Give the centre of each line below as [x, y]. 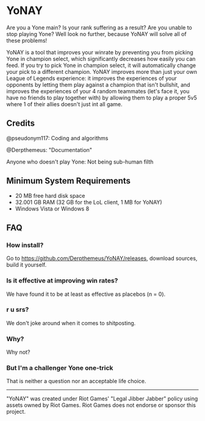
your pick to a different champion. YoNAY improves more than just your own [102, 71]
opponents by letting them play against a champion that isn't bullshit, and [98, 85]
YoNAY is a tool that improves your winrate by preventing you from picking [100, 52]
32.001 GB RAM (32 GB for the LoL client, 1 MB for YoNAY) [89, 202]
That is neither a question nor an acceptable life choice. [76, 381]
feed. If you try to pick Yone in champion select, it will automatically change [101, 65]
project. [16, 412]
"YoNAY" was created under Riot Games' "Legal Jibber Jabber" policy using [102, 399]
